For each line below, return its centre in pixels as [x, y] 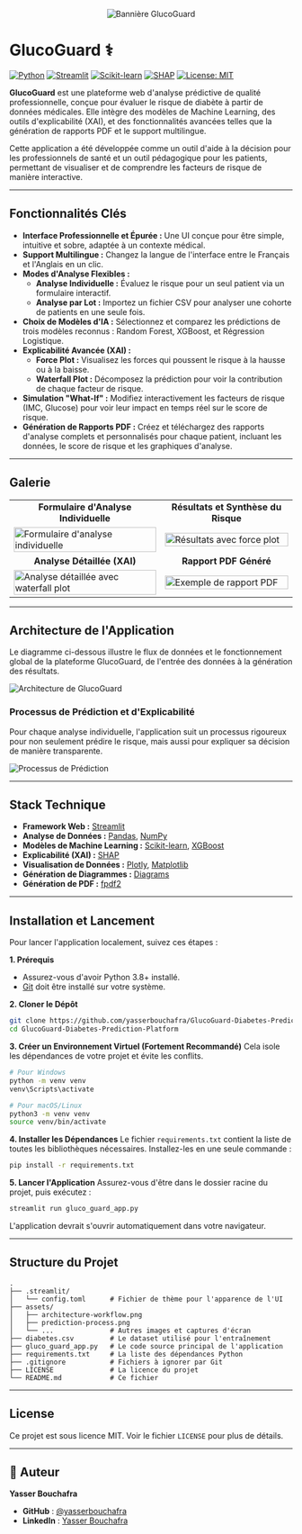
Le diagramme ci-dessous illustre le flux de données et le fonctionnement [146, 652]
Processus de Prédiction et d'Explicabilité [102, 712]
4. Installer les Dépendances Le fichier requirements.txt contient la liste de [151, 1140]
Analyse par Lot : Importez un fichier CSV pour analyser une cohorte [164, 302]
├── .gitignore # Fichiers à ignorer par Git [116, 1362]
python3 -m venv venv [50, 1114]
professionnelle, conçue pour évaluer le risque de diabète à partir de [136, 102]
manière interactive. [46, 176]
